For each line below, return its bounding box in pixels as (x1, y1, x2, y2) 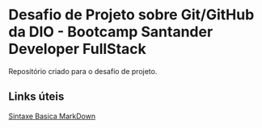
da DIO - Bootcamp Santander (8, 23, 213, 41)
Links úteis (8, 90, 65, 104)
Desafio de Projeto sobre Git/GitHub (8, 6, 255, 24)
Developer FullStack (8, 40, 147, 58)
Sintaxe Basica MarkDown (8, 111, 95, 121)
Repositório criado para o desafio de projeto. (8, 66, 158, 76)
